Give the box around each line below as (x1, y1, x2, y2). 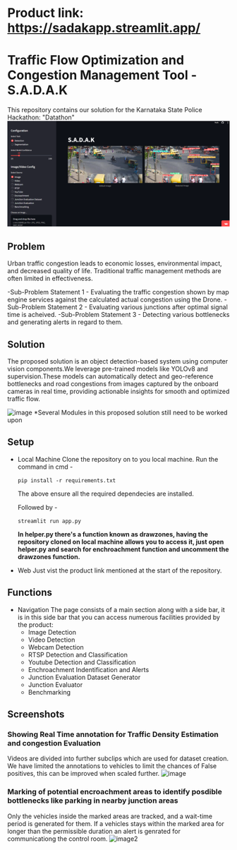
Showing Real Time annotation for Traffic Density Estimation (7, 729, 219, 739)
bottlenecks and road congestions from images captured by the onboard (7, 379, 219, 388)
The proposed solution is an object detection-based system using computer (7, 357, 229, 365)
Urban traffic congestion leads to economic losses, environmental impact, (7, 259, 222, 268)
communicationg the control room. (7, 834, 108, 843)
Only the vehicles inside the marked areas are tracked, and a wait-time (7, 812, 213, 820)
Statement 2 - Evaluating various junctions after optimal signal (47, 303, 228, 311)
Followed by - (17, 503, 58, 511)
